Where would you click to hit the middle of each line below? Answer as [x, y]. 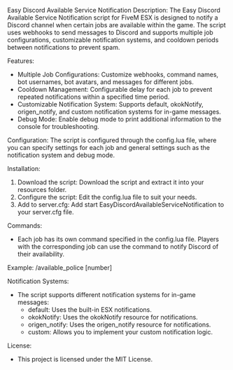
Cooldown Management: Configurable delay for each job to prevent [115, 89]
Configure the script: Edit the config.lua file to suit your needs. [107, 197]
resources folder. [42, 190]
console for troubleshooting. [58, 126]
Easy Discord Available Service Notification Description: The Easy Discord [114, 10]
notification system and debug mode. [61, 155]
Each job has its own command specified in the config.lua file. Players [118, 239]
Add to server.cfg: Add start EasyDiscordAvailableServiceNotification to [121, 205]
